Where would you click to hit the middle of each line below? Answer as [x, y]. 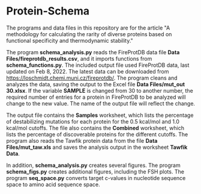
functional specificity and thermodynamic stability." [70, 40]
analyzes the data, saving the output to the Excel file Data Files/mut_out [95, 84]
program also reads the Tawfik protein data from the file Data [82, 140]
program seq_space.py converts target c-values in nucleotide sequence [96, 178]
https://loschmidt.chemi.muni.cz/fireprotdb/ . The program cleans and [92, 78]
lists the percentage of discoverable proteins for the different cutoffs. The [97, 134]
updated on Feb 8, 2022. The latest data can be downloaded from [88, 71]
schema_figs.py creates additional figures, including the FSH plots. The [95, 171]
